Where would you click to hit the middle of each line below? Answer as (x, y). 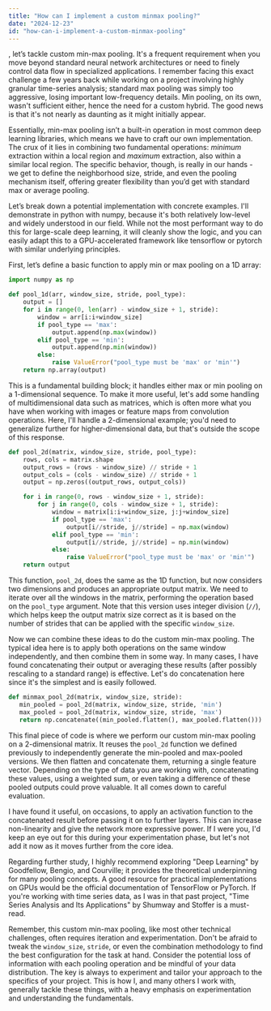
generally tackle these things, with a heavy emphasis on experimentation (130, 989)
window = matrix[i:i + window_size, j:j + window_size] (140, 512)
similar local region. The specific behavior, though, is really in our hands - (131, 165)
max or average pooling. (49, 191)
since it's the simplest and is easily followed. (83, 682)
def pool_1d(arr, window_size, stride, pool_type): (97, 295)
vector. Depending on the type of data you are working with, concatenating (133, 770)
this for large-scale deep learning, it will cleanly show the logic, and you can (135, 232)
